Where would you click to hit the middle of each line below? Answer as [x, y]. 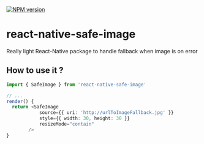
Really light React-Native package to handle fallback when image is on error [102, 51]
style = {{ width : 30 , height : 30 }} [85, 119]
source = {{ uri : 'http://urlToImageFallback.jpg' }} [106, 113]
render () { [20, 101]
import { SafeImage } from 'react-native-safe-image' [77, 85]
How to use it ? [35, 70]
